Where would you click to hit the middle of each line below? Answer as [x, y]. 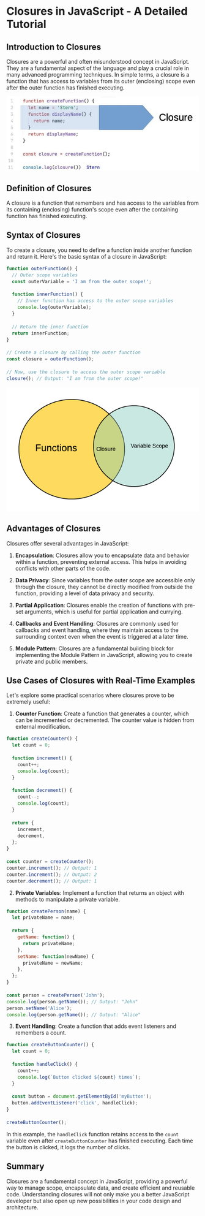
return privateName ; [49, 943]
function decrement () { [42, 791]
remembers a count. [41, 1033]
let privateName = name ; [43, 918]
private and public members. [51, 661]
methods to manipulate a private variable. [68, 899]
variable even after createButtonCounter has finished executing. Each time [100, 1141]
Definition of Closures [49, 188]
